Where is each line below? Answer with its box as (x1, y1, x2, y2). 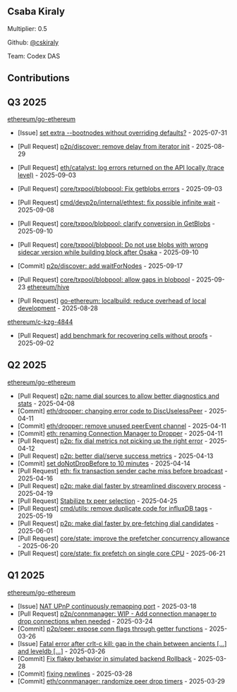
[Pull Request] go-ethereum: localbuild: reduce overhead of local (17, 296, 207, 305)
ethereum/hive (27, 283, 70, 291)
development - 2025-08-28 (17, 304, 99, 312)
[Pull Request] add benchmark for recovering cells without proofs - (17, 332, 213, 340)
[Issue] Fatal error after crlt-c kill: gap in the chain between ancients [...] (17, 639, 227, 648)
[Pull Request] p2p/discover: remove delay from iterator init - (17, 142, 195, 151)
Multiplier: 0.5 (7, 24, 47, 32)
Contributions (7, 72, 70, 84)
